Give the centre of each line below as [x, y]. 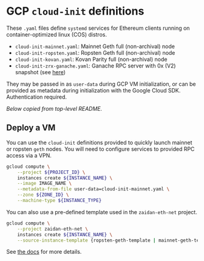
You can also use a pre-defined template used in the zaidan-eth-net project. [102, 212]
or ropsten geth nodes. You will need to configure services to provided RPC [100, 149]
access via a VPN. [29, 155]
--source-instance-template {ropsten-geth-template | [87, 240]
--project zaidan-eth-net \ [53, 229]
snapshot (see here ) [40, 72]
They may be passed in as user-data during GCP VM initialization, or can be [101, 84]
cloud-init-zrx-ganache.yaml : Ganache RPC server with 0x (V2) [95, 66]
